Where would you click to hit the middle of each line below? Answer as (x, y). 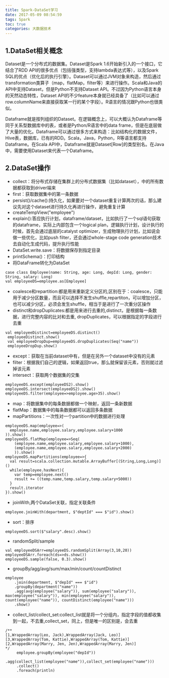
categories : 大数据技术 (28, 29)
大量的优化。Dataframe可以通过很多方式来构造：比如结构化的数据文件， (84, 131)
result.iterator (27, 488)
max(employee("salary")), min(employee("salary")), (61, 596)
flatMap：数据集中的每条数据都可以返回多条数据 (62, 410)
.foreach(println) (36, 670)
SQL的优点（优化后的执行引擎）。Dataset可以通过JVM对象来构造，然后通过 (83, 76)
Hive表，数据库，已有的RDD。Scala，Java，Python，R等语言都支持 (76, 138)
